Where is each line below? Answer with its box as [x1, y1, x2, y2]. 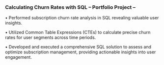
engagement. [5, 54, 32, 60]
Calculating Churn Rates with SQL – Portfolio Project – [5, 4, 136, 11]
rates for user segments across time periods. [5, 34, 96, 40]
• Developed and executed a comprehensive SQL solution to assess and [5, 44, 151, 50]
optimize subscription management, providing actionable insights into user [5, 49, 156, 55]
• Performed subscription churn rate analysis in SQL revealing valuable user [5, 15, 159, 21]
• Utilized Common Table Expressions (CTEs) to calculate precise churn [5, 30, 151, 35]
